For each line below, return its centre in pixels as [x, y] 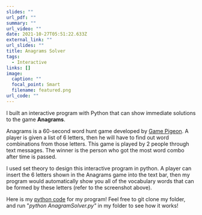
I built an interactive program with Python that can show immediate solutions [101, 113]
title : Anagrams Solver [36, 51]
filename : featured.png [41, 90]
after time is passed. [32, 157]
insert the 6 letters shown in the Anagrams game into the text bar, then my [98, 175]
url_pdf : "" [21, 17]
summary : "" [21, 23]
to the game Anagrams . [36, 119]
